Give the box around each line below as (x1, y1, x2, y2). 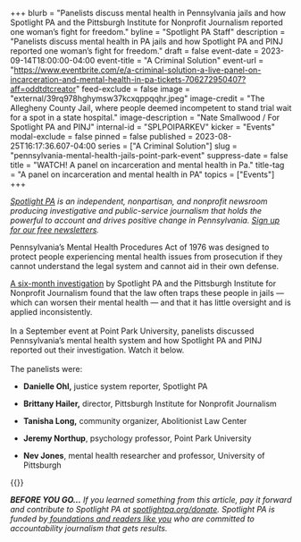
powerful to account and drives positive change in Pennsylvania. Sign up (10, 215, 280, 225)
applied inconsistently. (10, 307, 93, 317)
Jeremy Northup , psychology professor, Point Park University (22, 433, 252, 444)
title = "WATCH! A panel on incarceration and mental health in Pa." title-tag (10, 160, 285, 170)
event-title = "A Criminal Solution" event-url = (96, 55, 264, 65)
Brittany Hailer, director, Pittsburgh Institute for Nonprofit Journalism (22, 398, 278, 409)
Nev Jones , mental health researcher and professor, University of (22, 451, 265, 461)
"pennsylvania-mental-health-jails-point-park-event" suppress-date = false (10, 150, 288, 160)
